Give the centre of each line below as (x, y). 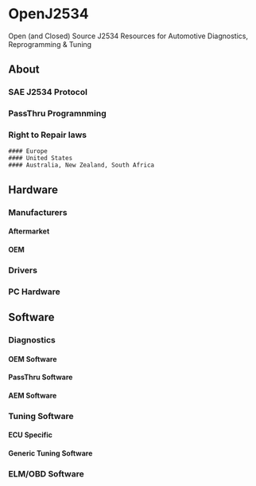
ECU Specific (31, 435)
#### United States (41, 159)
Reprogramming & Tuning (50, 44)
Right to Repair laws (48, 135)
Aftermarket (29, 231)
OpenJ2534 (48, 14)
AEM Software (33, 395)
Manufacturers (38, 212)
